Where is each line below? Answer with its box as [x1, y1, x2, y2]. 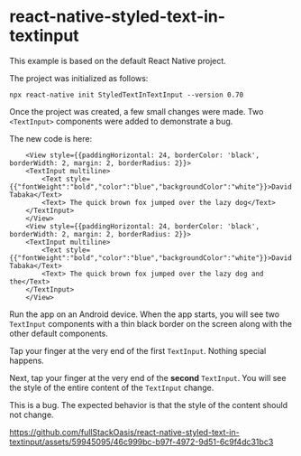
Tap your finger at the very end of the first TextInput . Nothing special [9, 345, 267, 356]
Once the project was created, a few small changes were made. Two [9, 106, 264, 116]
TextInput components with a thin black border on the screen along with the [9, 318, 293, 329]
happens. [9, 355, 45, 366]
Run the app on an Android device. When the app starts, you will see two [9, 309, 280, 320]
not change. [9, 409, 54, 420]
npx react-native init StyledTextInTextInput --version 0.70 [9, 90, 244, 99]
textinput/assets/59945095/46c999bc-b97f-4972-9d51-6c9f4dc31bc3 [9, 436, 274, 447]
